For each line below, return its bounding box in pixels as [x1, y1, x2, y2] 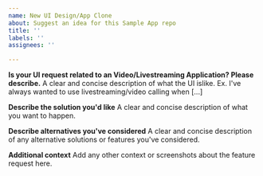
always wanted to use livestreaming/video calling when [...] [8, 87, 203, 96]
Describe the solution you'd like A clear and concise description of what [8, 103, 249, 112]
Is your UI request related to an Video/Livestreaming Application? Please [8, 70, 254, 80]
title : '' [8, 26, 41, 34]
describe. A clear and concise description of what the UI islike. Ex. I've [8, 79, 241, 88]
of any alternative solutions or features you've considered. [8, 135, 201, 144]
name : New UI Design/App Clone [8, 11, 112, 20]
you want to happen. [8, 111, 76, 120]
